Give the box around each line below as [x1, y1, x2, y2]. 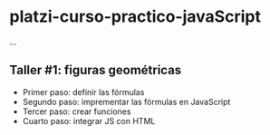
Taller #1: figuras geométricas [9, 63, 182, 78]
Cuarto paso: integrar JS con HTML [22, 115, 156, 126]
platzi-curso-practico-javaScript [9, 6, 261, 27]
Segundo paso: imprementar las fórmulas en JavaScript [22, 96, 231, 107]
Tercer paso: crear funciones [22, 106, 131, 117]
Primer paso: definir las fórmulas [22, 86, 145, 97]
